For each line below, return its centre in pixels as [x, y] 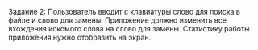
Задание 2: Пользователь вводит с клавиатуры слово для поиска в [124, 12]
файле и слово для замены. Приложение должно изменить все [118, 20]
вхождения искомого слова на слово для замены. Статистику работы [129, 29]
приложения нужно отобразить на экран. [80, 37]
